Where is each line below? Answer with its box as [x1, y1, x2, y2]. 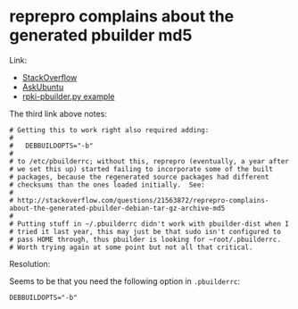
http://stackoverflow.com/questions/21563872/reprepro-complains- [17, 196, 269, 205]
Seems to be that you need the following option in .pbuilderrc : [9, 275, 241, 287]
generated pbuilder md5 [9, 25, 193, 46]
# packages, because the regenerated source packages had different [9, 172, 269, 181]
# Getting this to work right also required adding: [9, 125, 210, 135]
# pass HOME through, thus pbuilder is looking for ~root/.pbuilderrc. [9, 235, 281, 244]
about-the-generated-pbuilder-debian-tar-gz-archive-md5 [9, 204, 226, 213]
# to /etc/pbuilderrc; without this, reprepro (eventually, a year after [9, 156, 290, 166]
